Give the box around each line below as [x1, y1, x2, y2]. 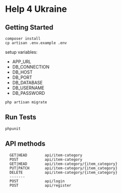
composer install [5, 36, 41, 41]
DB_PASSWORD [12, 90, 45, 96]
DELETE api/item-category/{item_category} [9, 170, 118, 175]
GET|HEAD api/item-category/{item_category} [9, 161, 118, 166]
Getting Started [5, 23, 54, 32]
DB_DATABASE [12, 80, 43, 85]
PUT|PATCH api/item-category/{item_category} [9, 165, 118, 171]
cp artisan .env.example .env [5, 40, 67, 45]
